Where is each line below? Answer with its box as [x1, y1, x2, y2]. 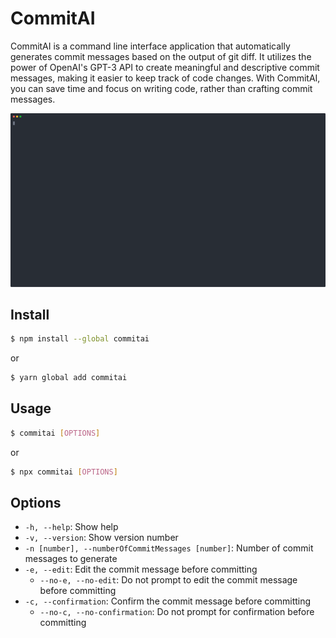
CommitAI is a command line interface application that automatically [10, 40, 291, 52]
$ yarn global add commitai [10, 373, 128, 383]
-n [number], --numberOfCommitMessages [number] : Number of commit [24, 542, 314, 554]
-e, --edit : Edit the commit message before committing [24, 563, 258, 576]
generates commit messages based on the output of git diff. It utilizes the [10, 50, 312, 62]
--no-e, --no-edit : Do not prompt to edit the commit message [39, 574, 298, 586]
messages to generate [24, 553, 118, 565]
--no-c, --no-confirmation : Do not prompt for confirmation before [39, 606, 315, 618]
